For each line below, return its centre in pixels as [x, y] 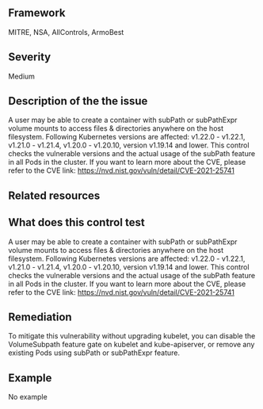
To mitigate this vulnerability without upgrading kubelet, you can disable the [132, 336]
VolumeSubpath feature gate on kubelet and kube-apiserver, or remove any [131, 345]
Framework [37, 13]
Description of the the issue [78, 101]
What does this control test [76, 222]
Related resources [54, 195]
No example [28, 397]
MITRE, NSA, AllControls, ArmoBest [66, 32]
